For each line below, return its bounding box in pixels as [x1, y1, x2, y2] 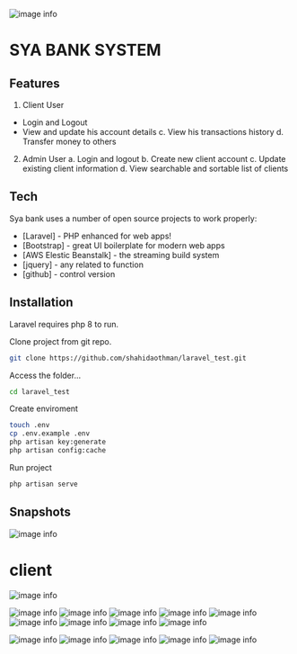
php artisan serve [9, 479, 78, 488]
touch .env [9, 421, 50, 430]
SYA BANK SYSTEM [9, 40, 162, 60]
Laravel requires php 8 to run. [9, 318, 119, 329]
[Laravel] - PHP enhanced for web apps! [22, 230, 172, 241]
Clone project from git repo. [9, 336, 112, 346]
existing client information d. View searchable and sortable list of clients [22, 163, 289, 174]
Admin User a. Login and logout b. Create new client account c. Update [22, 154, 286, 164]
